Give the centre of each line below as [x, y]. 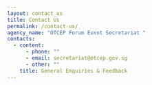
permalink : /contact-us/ [43, 26]
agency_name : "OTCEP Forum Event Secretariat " [77, 33]
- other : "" [42, 64]
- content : [29, 45]
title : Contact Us [33, 20]
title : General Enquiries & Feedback [74, 71]
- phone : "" [42, 52]
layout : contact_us [35, 13]
